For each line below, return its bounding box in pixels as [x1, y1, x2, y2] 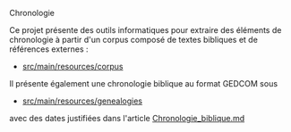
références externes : [9, 44, 89, 54]
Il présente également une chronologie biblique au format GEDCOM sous [9, 78, 278, 88]
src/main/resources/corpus [21, 62, 124, 71]
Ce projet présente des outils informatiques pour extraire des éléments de [9, 25, 282, 35]
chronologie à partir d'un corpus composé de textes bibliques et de [9, 35, 258, 45]
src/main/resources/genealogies [21, 95, 143, 106]
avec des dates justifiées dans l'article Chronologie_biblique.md [9, 113, 245, 123]
